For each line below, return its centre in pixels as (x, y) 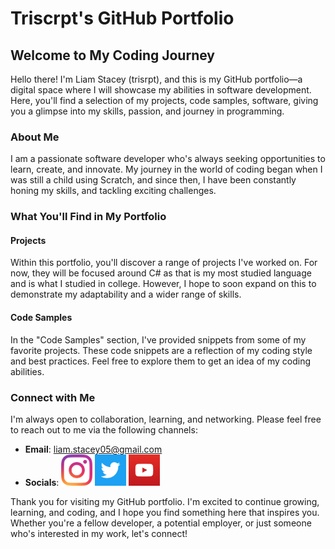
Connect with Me (53, 397)
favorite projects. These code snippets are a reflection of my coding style (161, 350)
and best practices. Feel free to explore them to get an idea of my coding (161, 361)
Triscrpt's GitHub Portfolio (122, 18)
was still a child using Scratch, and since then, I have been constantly (153, 180)
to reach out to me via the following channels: (104, 429)
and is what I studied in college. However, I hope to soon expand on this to (163, 284)
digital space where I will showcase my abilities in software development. (161, 90)
